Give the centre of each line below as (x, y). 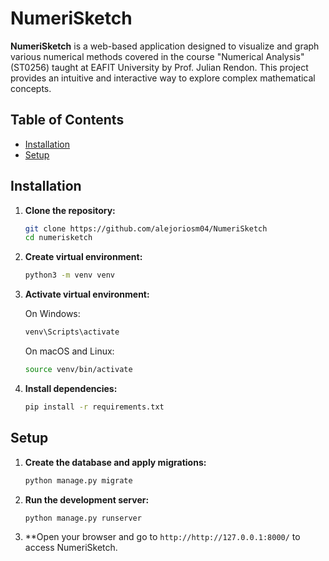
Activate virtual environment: (87, 294)
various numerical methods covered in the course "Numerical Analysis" (157, 56)
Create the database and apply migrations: (115, 462)
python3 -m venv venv (70, 275)
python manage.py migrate (78, 480)
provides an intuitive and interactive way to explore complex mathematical (163, 78)
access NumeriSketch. (71, 548)
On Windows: (52, 314)
